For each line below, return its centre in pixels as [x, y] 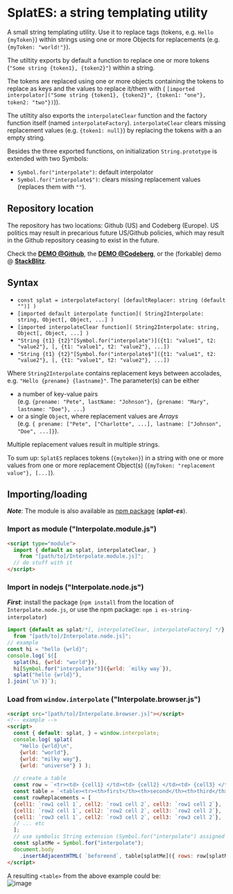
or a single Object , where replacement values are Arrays [98, 416]
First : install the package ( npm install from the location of [91, 602]
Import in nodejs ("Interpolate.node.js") [76, 587]
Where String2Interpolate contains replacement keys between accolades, [114, 373]
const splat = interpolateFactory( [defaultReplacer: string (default [121, 300]
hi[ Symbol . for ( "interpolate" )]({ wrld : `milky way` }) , [93, 669]
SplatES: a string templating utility [107, 13]
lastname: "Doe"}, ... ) [51, 409]
